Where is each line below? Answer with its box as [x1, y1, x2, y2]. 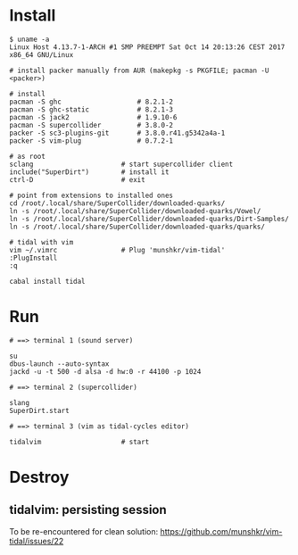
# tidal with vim [9, 237, 74, 246]
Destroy [9, 468, 70, 487]
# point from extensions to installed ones [9, 191, 174, 200]
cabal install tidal [9, 277, 87, 286]
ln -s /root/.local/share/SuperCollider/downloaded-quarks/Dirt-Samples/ [9, 214, 290, 223]
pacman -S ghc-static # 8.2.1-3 [9, 104, 174, 114]
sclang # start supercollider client [9, 160, 234, 169]
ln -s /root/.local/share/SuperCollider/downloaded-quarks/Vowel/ [9, 206, 261, 215]
